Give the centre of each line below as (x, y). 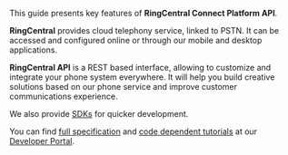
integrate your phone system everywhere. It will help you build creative (142, 77)
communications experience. (64, 96)
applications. (33, 50)
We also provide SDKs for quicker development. (99, 114)
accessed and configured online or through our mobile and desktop (136, 40)
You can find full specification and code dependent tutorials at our (133, 131)
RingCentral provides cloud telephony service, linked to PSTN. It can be (144, 30)
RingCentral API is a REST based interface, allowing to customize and (140, 68)
